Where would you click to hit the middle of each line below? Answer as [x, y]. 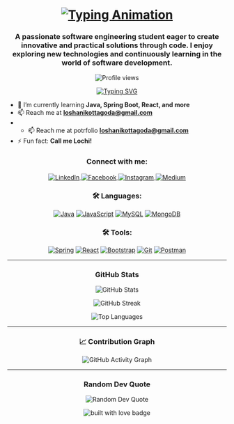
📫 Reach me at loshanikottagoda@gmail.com [85, 113]
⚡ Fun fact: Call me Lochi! [55, 141]
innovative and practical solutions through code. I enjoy [117, 45]
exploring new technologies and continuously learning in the [117, 54]
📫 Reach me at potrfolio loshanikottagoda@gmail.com [108, 131]
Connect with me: [117, 162]
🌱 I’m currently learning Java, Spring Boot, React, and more [103, 105]
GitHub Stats [117, 274]
